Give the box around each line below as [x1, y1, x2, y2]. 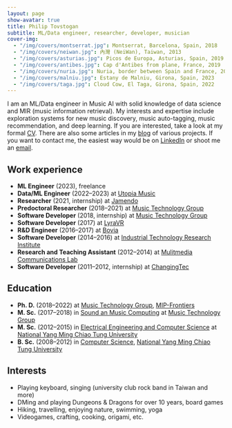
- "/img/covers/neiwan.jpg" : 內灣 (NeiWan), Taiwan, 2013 [13, 49, 182, 56]
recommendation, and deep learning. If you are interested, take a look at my [7, 121, 223, 130]
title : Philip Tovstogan [7, 23, 79, 30]
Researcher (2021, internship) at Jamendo [17, 197, 139, 205]
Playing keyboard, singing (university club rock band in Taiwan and [17, 383, 209, 391]
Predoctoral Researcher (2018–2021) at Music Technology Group [17, 204, 204, 213]
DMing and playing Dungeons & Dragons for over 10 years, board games [17, 398, 224, 406]
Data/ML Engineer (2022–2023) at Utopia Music [17, 189, 156, 197]
